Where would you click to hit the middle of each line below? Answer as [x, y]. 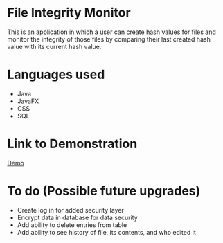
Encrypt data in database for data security [78, 217]
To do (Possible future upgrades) [104, 191]
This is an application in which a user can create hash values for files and [111, 32]
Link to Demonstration [72, 144]
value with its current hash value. [54, 46]
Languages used [56, 75]
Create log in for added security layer [71, 210]
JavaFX [28, 101]
